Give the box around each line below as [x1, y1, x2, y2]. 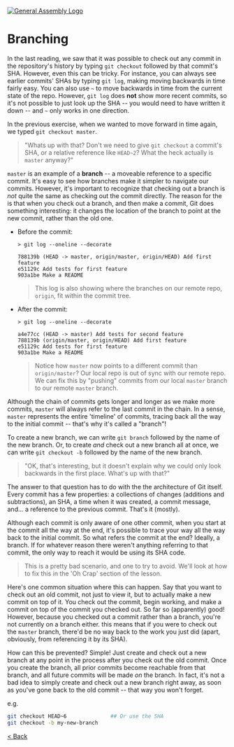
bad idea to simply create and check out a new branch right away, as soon [7, 678, 222, 686]
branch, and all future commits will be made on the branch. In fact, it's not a [7, 671, 225, 679]
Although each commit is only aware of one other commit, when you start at [7, 518, 226, 526]
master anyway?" [24, 155, 74, 164]
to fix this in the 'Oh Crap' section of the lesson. [24, 569, 162, 578]
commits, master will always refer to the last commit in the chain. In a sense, [7, 405, 226, 413]
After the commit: [17, 305, 68, 313]
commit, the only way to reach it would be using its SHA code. [7, 548, 187, 557]
